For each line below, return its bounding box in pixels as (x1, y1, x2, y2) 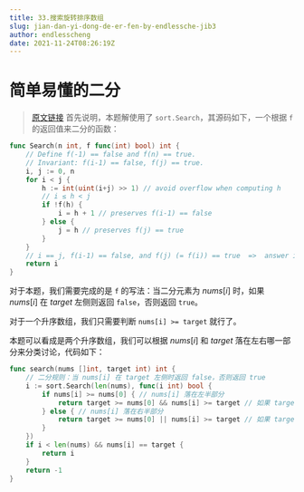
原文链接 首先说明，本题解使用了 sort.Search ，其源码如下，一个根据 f (31, 112, 294, 123)
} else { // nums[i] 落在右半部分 (42, 407, 164, 416)
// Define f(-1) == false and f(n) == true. (25, 150, 196, 159)
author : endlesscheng (9, 30, 91, 39)
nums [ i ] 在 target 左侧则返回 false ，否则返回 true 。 (9, 296, 204, 308)
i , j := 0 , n (25, 167, 75, 176)
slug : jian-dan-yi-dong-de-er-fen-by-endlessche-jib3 (9, 22, 217, 31)
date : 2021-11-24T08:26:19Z (9, 38, 116, 48)
